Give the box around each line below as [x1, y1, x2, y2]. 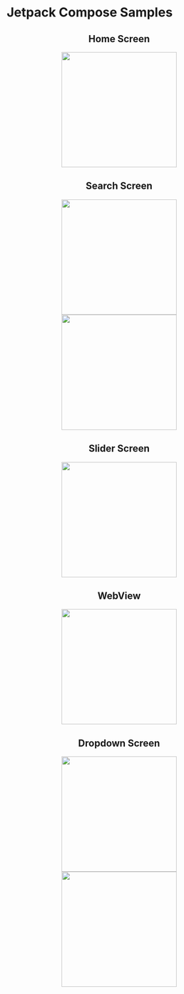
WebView [97, 590, 141, 602]
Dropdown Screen [78, 737, 160, 749]
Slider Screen [88, 442, 150, 454]
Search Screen [86, 180, 153, 192]
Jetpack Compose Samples [6, 4, 173, 21]
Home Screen [88, 33, 150, 45]
